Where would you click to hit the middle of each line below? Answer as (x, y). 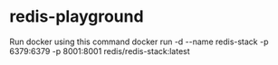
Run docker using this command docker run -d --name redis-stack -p (139, 42)
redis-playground (77, 17)
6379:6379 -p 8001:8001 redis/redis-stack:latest (100, 51)
